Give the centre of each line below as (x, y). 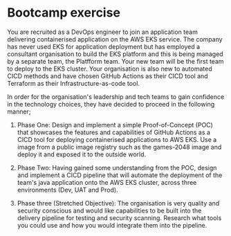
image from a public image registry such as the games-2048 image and (119, 147)
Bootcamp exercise (64, 13)
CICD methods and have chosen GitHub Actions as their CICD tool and (108, 76)
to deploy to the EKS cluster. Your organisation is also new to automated (110, 69)
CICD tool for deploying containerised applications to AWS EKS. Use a (117, 139)
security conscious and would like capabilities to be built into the (109, 210)
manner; (19, 111)
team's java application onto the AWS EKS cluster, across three (107, 182)
